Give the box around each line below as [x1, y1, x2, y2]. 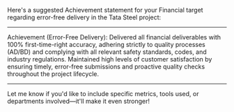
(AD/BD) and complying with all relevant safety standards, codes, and [7, 48, 207, 56]
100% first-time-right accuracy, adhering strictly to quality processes [7, 41, 205, 48]
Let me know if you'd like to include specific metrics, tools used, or [7, 90, 199, 97]
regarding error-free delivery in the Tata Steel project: [7, 13, 162, 21]
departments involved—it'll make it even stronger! [7, 97, 150, 105]
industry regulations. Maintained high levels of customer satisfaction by [7, 55, 212, 63]
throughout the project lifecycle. [7, 70, 100, 78]
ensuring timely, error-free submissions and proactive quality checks [7, 62, 205, 71]
